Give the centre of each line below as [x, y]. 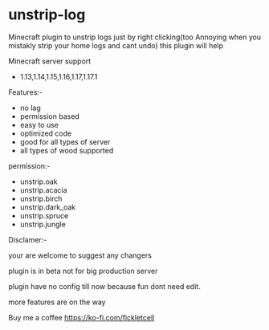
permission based [50, 116]
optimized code [46, 133]
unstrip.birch [41, 198]
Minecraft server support [50, 61]
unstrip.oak [39, 181]
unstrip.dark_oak [48, 207]
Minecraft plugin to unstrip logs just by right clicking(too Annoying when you [135, 37]
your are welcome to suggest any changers [80, 255]
